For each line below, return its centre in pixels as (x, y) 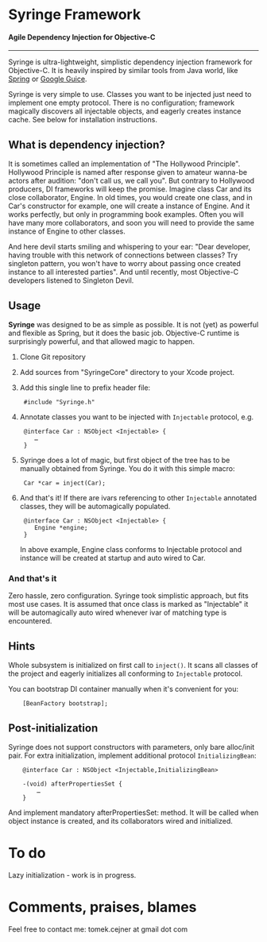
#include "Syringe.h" (59, 403)
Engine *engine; (61, 528)
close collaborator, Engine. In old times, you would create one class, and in (130, 198)
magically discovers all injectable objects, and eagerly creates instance (125, 111)
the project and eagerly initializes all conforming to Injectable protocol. (126, 674)
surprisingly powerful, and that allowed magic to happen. (101, 342)
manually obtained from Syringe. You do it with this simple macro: (128, 469)
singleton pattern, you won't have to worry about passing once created (124, 264)
